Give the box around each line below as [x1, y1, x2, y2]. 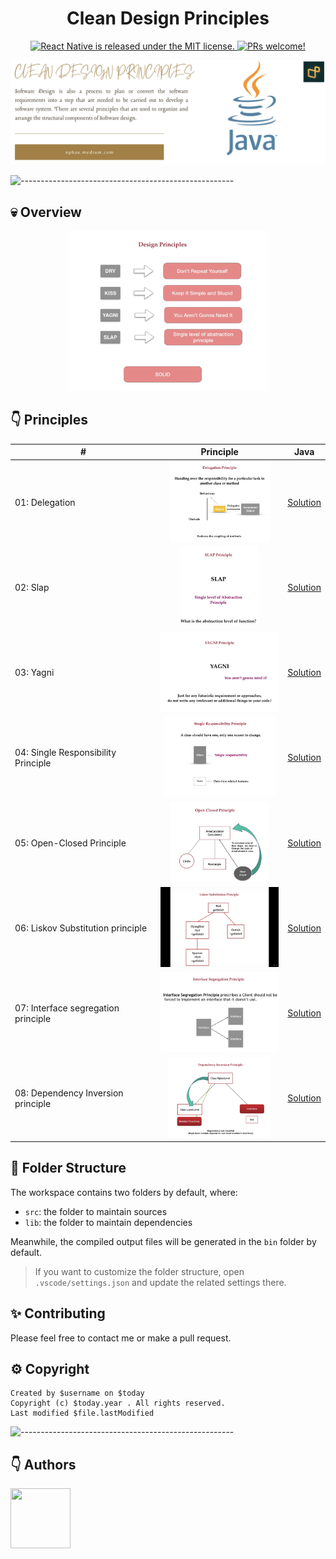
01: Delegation [14, 496, 76, 508]
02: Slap [14, 581, 50, 593]
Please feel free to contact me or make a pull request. [10, 1332, 232, 1344]
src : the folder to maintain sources [24, 1205, 168, 1217]
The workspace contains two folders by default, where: [10, 1186, 238, 1198]
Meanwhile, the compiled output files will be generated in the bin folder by [10, 1235, 317, 1247]
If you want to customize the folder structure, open [34, 1265, 245, 1277]
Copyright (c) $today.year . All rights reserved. [10, 1398, 226, 1409]
